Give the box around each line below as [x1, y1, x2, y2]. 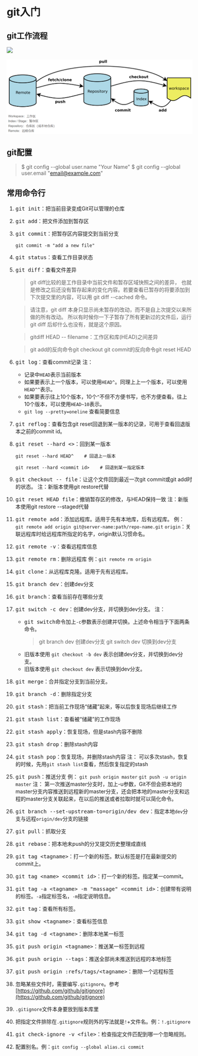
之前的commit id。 [20, 427, 65, 434]
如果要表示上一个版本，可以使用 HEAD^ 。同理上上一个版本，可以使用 [24, 378, 187, 385]
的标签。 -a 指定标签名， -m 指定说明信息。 [15, 892, 114, 900]
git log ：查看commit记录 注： [15, 358, 93, 365]
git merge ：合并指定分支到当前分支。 [15, 678, 111, 685]
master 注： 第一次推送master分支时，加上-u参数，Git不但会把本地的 [15, 780, 182, 787]
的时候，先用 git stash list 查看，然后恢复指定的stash [15, 760, 148, 767]
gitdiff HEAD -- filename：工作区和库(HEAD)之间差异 [29, 333, 159, 340]
